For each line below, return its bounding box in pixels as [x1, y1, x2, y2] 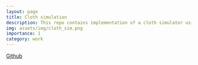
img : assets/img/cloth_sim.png [6, 25, 83, 31]
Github [6, 53, 22, 59]
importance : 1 [6, 31, 41, 37]
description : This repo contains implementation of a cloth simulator [6, 19, 183, 25]
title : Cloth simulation [6, 14, 67, 20]
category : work [6, 36, 44, 42]
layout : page [6, 8, 38, 15]
